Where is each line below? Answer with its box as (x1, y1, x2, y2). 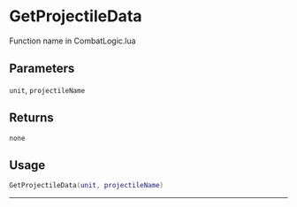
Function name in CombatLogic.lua (9, 35, 136, 46)
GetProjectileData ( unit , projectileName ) (9, 181, 164, 190)
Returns (9, 111, 55, 126)
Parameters (9, 61, 75, 76)
